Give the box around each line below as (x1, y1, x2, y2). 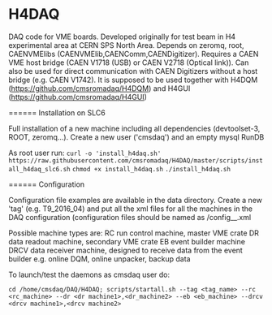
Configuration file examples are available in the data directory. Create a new (8, 195, 262, 205)
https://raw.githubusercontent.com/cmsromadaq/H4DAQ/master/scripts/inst (8, 156, 264, 165)
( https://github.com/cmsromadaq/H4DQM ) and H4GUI (8, 83, 191, 93)
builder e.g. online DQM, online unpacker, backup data (8, 253, 191, 264)
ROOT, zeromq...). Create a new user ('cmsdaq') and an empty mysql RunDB (8, 132, 265, 142)
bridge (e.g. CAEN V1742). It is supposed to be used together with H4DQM (8, 75, 258, 84)
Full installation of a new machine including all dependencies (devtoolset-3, (8, 123, 261, 133)
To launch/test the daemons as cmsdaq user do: (8, 270, 171, 279)
